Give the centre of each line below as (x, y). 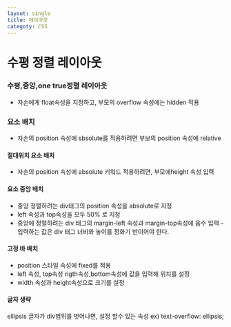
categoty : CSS (28, 26)
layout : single (29, 13)
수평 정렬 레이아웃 (54, 62)
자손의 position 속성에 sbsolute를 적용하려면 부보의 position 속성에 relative (119, 138)
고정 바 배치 (23, 248)
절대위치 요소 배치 (31, 155)
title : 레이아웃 (28, 20)
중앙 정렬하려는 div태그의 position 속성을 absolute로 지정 (94, 206)
